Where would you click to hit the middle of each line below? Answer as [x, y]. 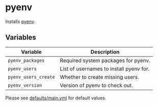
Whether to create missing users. [99, 77]
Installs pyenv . [20, 21]
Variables [21, 37]
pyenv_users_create [31, 77]
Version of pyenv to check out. [97, 85]
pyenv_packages [26, 60]
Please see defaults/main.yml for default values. [56, 98]
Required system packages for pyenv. [105, 60]
